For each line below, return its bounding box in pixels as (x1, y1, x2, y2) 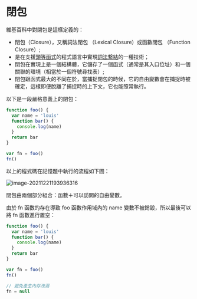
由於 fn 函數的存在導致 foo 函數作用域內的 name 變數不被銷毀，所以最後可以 (6, 204, 192, 211)
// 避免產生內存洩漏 (6, 282, 50, 289)
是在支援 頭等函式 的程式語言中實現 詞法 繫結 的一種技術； (14, 53, 149, 60)
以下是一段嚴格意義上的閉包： (6, 95, 78, 102)
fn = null (6, 288, 31, 294)
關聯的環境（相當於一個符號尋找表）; (14, 68, 105, 75)
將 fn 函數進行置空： (6, 211, 56, 218)
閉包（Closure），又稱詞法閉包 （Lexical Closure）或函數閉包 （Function (14, 38, 191, 45)
